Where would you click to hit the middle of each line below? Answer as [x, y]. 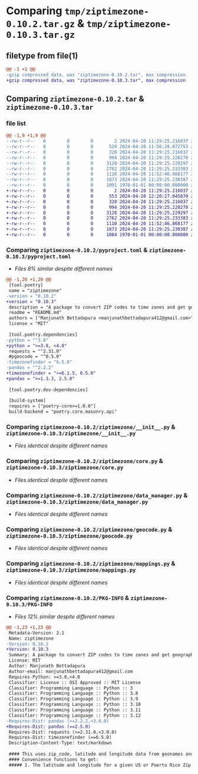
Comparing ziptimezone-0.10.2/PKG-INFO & [68, 598]
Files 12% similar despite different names [65, 616]
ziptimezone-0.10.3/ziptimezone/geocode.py [70, 536]
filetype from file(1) [42, 55]
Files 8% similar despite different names [64, 269]
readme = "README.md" [35, 313]
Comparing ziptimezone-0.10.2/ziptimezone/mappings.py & [91, 564]
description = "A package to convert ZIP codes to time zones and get [97, 307]
